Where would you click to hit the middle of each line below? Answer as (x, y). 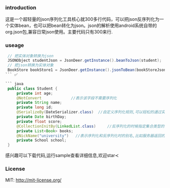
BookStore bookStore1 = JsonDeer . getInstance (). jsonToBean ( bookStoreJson (87, 70)
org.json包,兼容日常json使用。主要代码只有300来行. (59, 32)
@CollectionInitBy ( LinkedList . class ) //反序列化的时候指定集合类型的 (90, 126)
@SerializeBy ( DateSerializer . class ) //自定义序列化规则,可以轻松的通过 (89, 112)
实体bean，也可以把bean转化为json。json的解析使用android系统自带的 (83, 26)
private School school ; (41, 140)
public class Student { (32, 88)
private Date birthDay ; (41, 117)
